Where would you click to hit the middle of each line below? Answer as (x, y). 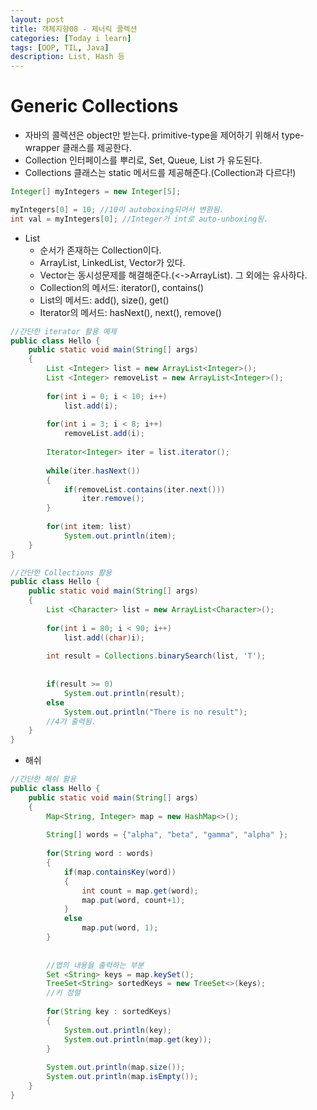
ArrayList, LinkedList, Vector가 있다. (112, 262)
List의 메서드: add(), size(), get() (104, 300)
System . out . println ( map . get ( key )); (138, 1039)
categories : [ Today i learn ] (71, 38)
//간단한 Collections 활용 (61, 572)
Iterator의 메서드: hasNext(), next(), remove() (130, 312)
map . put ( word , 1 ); (120, 928)
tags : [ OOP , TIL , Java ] (60, 47)
